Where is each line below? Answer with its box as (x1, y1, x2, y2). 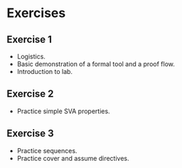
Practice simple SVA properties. (16, 107, 111, 115)
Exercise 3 (6, 127, 54, 140)
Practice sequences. (16, 146, 77, 154)
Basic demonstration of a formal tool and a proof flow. (16, 60, 175, 68)
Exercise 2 (6, 88, 54, 100)
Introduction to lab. (16, 68, 73, 75)
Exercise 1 (6, 33, 53, 46)
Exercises (6, 5, 66, 21)
